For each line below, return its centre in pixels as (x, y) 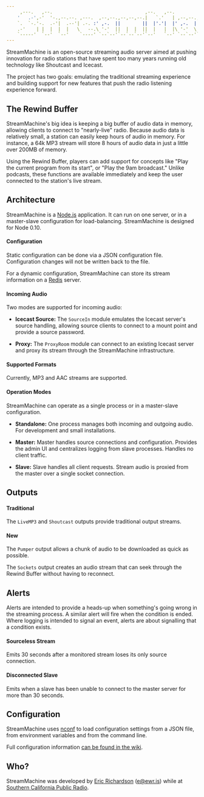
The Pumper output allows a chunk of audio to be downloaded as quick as (97, 549)
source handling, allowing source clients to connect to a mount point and (106, 326)
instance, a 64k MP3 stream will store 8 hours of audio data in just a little (97, 143)
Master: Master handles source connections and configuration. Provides (106, 442)
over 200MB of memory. (37, 149)
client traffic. (31, 455)
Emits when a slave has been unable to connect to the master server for (96, 688)
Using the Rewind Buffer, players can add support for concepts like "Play (97, 161)
